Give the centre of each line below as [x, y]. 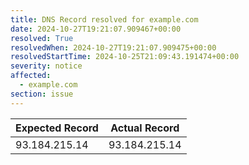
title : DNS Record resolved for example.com [104, 19]
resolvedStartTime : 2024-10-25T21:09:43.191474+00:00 [125, 57]
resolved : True [42, 38]
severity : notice [46, 66]
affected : [31, 76]
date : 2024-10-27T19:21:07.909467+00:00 [96, 29]
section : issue [42, 94]
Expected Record [57, 128]
